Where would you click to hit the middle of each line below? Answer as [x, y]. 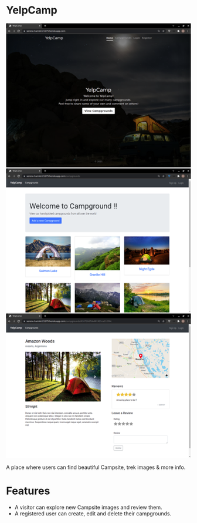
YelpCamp [32, 10]
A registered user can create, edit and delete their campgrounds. [93, 513]
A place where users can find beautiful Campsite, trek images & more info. [96, 467]
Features [28, 491]
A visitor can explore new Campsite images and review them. [88, 507]
